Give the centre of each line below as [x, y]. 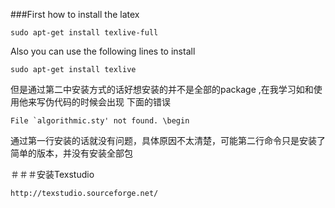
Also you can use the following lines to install [103, 51]
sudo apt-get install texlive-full [84, 33]
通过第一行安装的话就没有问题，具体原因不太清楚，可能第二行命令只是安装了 [168, 140]
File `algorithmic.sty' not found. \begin [100, 121]
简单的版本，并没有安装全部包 [71, 153]
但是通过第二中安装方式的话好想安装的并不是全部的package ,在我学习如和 [162, 89]
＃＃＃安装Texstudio [52, 174]
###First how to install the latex [75, 14]
